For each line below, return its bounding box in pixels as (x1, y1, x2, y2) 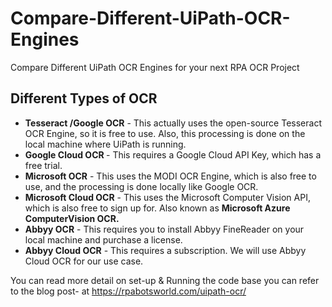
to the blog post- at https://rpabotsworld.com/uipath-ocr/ (10, 285, 247, 297)
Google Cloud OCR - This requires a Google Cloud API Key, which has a (24, 148, 322, 161)
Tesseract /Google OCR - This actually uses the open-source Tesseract (24, 117, 322, 129)
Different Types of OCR (10, 90, 158, 107)
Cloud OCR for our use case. (24, 255, 144, 267)
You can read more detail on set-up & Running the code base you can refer (10, 274, 320, 286)
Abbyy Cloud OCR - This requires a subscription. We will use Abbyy (24, 244, 307, 256)
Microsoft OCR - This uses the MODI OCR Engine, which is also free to (24, 170, 317, 182)
